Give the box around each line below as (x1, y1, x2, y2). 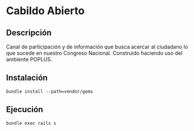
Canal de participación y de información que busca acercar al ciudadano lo (6, 43, 188, 50)
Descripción (6, 28, 52, 38)
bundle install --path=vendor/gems (6, 89, 93, 94)
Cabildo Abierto (6, 4, 85, 18)
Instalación (6, 73, 48, 83)
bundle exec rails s (6, 120, 57, 126)
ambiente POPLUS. (6, 56, 53, 63)
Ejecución (6, 104, 44, 114)
